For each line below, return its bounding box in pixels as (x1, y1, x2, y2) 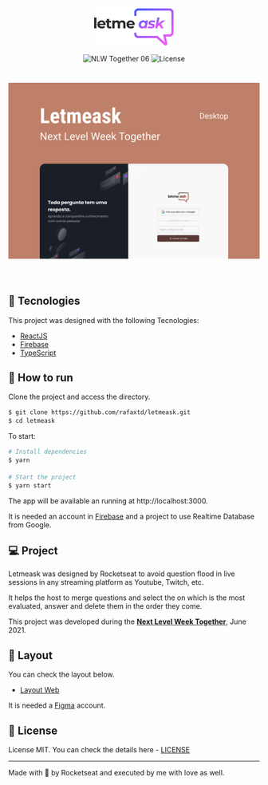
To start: (8, 432, 36, 441)
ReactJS (19, 331, 48, 341)
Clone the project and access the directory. (8, 392, 151, 402)
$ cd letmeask (8, 417, 56, 425)
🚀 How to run (8, 371, 73, 385)
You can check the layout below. (8, 670, 115, 680)
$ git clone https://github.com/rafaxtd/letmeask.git (8, 408, 191, 416)
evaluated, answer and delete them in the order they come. (8, 602, 203, 611)
